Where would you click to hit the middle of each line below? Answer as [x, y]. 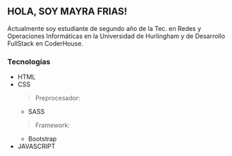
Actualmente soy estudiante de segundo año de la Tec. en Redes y [104, 28]
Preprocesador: [58, 98]
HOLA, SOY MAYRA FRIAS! [67, 12]
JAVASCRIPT [36, 146]
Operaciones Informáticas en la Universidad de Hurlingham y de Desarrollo [116, 36]
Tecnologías [29, 61]
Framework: [53, 125]
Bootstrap [42, 139]
